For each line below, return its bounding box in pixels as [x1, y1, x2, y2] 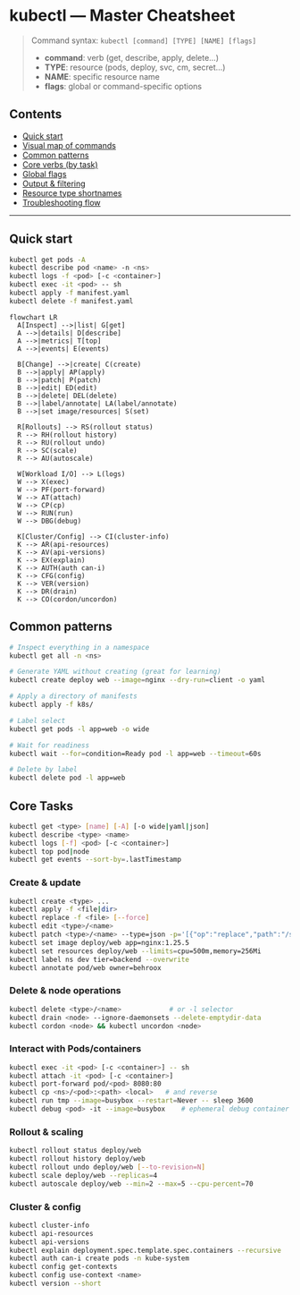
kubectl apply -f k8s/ [9, 700, 94, 709]
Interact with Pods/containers [9, 1043, 142, 1055]
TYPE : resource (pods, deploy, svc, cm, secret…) [44, 62, 226, 72]
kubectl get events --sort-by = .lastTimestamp [9, 856, 181, 865]
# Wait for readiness [9, 740, 90, 750]
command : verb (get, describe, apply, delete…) [44, 52, 220, 63]
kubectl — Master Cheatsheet [9, 5, 236, 26]
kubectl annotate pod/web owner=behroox [9, 963, 162, 972]
